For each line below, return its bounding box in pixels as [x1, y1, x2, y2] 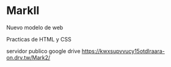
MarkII [6, 4, 40, 18]
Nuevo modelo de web [6, 24, 64, 31]
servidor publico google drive [6, 47, 81, 55]
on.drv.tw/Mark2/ [6, 54, 51, 61]
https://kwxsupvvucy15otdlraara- [81, 47, 165, 55]
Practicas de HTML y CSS [6, 35, 71, 43]
